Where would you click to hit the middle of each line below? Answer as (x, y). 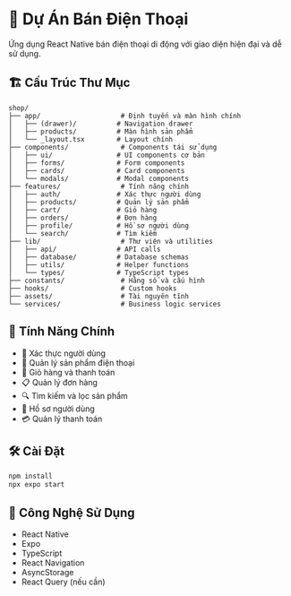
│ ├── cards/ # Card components (97, 170)
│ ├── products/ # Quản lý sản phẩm (99, 202)
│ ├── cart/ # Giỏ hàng (83, 210)
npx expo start (37, 485)
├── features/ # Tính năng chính (99, 186)
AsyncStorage (47, 572)
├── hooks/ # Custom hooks (93, 288)
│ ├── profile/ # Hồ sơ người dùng (99, 225)
